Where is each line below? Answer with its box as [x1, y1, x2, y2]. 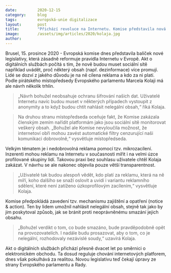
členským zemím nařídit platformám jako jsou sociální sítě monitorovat [17, 119, 166, 125]
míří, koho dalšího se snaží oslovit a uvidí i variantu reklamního [17, 177, 149, 183]
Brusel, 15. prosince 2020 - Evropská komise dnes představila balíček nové [5, 50, 164, 56]
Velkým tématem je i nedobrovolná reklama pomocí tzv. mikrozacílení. [5, 145, 153, 151]
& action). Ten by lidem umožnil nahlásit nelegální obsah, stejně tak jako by [5, 203, 163, 209]
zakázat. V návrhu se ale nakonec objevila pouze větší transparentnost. [5, 162, 156, 168]
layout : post [5, 22, 47, 27]
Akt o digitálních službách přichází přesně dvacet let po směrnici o [5, 245, 146, 251]
